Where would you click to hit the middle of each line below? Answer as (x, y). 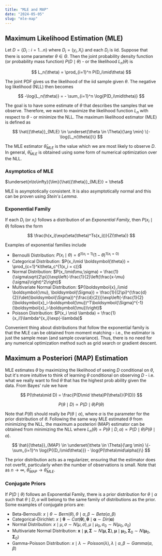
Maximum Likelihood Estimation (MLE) (64, 38)
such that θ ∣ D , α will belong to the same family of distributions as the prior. (81, 499)
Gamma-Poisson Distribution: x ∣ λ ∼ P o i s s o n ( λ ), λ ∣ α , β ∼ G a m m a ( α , (82, 543)
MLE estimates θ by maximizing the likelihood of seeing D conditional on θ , (80, 370)
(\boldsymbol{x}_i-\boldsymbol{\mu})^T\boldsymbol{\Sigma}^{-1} (78, 303)
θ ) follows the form (24, 226)
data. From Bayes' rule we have (36, 385)
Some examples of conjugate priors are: (45, 504)
